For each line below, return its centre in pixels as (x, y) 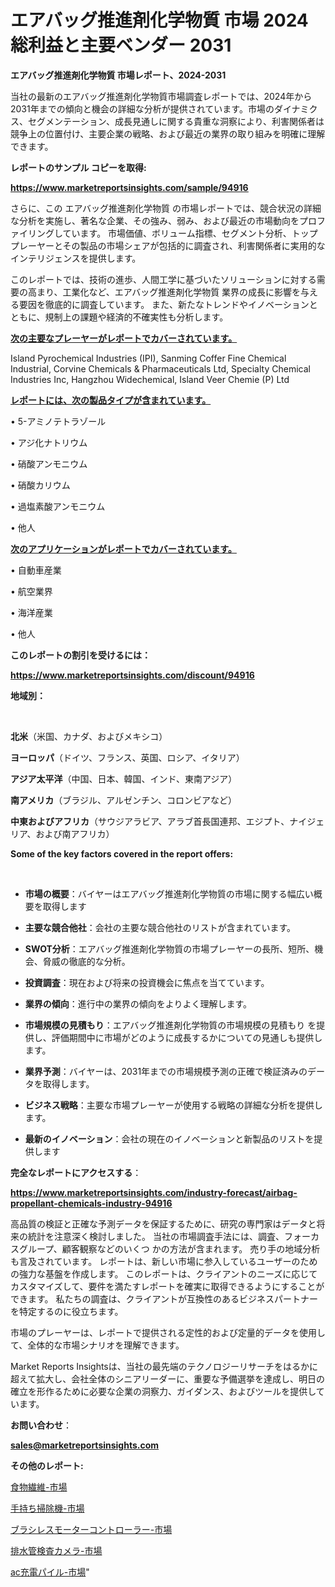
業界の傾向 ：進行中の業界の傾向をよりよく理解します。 (138, 1003)
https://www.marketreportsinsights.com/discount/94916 (132, 675)
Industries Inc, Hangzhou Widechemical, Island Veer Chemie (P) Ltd (150, 379)
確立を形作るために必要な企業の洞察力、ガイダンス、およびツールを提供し (163, 1391)
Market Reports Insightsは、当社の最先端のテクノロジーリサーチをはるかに (164, 1366)
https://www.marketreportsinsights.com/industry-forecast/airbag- (154, 1192)
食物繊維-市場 (39, 1487)
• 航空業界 (31, 591)
